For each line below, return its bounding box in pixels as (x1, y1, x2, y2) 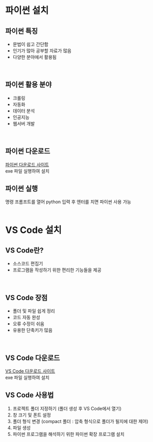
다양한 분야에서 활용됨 (12, 54, 57, 60)
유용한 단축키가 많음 (12, 327, 53, 333)
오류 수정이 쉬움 (12, 321, 44, 327)
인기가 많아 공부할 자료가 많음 (12, 48, 71, 54)
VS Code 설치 (5, 224, 62, 236)
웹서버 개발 (12, 120, 35, 127)
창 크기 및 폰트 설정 (12, 412, 51, 418)
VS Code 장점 (5, 293, 48, 302)
